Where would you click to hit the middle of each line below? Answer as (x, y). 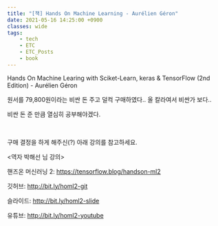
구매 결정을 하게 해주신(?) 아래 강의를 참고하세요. (72, 142)
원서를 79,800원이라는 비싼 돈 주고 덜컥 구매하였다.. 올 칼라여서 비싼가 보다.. (109, 99)
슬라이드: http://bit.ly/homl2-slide (53, 201)
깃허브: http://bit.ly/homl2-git (47, 186)
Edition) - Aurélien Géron (42, 85)
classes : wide (28, 26)
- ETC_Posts (36, 52)
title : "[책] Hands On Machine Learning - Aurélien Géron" (93, 13)
